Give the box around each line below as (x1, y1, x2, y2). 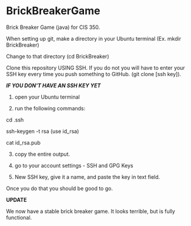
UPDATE (6, 196, 27, 203)
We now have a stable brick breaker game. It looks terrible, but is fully (6, 208, 175, 215)
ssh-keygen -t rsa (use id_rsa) (6, 127, 79, 135)
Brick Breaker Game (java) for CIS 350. (6, 24, 100, 31)
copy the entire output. (14, 150, 71, 158)
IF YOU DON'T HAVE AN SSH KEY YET (6, 81, 101, 89)
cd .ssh (6, 116, 24, 123)
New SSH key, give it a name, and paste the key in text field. (14, 173, 160, 181)
